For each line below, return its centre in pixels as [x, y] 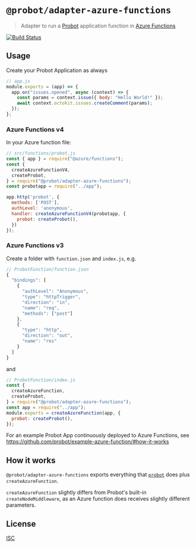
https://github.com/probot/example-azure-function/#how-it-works [88, 442]
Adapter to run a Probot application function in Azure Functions [98, 26]
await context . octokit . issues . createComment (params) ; [85, 103]
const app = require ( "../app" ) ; [46, 407]
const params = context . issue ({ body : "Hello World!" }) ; [90, 98]
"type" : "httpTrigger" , [51, 297]
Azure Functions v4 [35, 129]
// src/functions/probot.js [41, 153]
